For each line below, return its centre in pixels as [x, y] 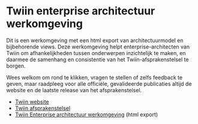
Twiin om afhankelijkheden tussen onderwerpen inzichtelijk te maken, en [96, 53]
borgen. [16, 66]
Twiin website [32, 102]
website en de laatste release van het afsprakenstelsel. [74, 90]
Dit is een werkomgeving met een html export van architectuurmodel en [95, 40]
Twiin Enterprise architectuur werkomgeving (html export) [86, 114]
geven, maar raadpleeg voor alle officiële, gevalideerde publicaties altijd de [99, 84]
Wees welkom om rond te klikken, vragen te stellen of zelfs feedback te [94, 77]
